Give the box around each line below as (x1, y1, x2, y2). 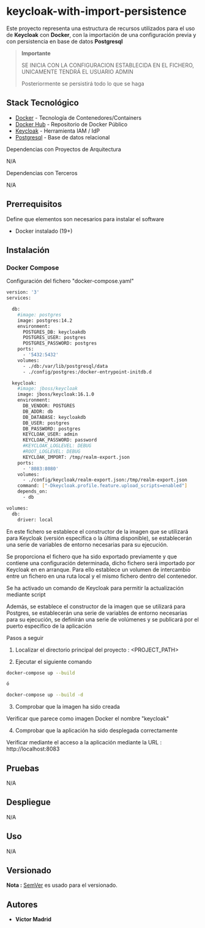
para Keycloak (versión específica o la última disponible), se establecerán (6, 534, 192, 542)
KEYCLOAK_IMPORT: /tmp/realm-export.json (22, 454, 130, 460)
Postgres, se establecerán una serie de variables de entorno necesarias (6, 609, 188, 617)
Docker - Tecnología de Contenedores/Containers (15, 114, 142, 121)
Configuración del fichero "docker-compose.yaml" (6, 278, 134, 285)
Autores (6, 899, 38, 910)
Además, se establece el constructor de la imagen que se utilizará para (6, 602, 185, 610)
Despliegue (6, 797, 51, 808)
